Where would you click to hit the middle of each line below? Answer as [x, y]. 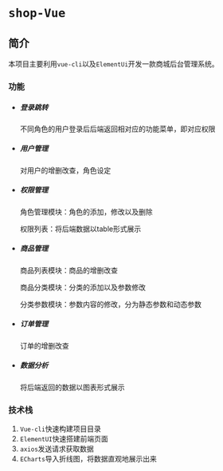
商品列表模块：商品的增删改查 [68, 270]
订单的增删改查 [44, 345]
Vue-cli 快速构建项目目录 [60, 429]
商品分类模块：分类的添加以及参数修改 [82, 287]
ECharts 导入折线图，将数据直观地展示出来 [88, 459]
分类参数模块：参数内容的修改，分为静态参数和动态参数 [110, 304]
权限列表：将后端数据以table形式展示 [80, 229]
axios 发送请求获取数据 [57, 449]
